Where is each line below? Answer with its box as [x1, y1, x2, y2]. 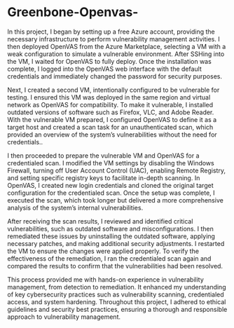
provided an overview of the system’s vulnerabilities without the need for [7, 130, 217, 139]
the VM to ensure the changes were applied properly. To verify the [7, 247, 200, 255]
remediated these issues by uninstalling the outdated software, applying [7, 232, 216, 240]
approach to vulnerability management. [7, 313, 121, 321]
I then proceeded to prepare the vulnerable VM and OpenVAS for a [7, 151, 200, 160]
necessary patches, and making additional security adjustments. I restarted [7, 239, 225, 247]
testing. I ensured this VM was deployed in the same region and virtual [7, 93, 211, 102]
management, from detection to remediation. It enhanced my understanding [7, 282, 226, 291]
